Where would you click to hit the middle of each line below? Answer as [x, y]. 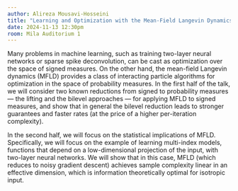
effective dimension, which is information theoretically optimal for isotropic [116, 173]
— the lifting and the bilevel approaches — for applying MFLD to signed [112, 99]
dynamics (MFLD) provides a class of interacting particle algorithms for [111, 76]
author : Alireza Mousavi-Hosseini [58, 14]
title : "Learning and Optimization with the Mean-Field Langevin [106, 21]
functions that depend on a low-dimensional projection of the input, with [113, 150]
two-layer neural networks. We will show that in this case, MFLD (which [112, 158]
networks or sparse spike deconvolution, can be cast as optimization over [115, 62]
